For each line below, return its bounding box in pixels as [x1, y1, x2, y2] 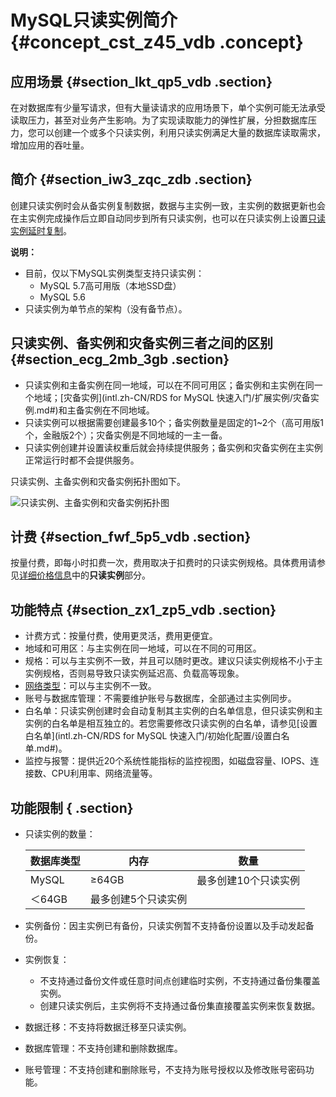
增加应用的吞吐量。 [10, 139, 90, 151]
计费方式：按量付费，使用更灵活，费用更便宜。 [24, 630, 218, 642]
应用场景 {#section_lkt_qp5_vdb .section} [10, 73, 273, 90]
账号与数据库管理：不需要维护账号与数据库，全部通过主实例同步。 [24, 692, 297, 705]
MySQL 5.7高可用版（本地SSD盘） [39, 279, 182, 291]
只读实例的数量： [24, 828, 96, 840]
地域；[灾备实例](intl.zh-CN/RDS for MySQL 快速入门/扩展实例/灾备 [33, 391, 311, 403]
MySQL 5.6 [39, 291, 87, 303]
